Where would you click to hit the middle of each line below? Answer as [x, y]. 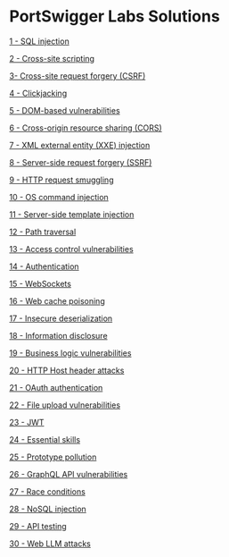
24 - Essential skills [45, 439]
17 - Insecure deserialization [61, 318]
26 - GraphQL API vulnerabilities [69, 474]
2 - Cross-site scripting [52, 58]
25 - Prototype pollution [53, 457]
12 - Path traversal [43, 232]
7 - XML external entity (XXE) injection [80, 145]
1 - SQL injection [39, 41]
